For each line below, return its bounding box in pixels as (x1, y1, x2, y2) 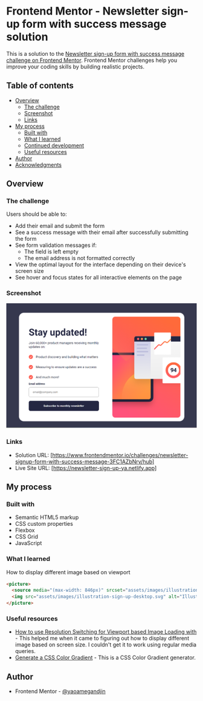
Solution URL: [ (14, 451, 53, 458)
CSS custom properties (14, 520, 74, 528)
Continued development (24, 141, 85, 149)
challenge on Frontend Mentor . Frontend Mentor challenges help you (6, 56, 177, 64)
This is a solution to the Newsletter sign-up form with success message (6, 50, 185, 57)
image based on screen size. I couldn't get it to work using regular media (14, 641, 197, 648)
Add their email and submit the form (14, 223, 105, 230)
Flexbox (14, 526, 35, 534)
